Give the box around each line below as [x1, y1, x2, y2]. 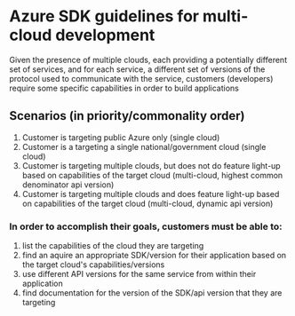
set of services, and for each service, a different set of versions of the [9, 64, 266, 75]
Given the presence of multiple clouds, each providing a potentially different [9, 54, 287, 65]
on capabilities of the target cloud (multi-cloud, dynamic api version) [21, 198, 274, 209]
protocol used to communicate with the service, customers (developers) [9, 73, 274, 83]
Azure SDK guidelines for [9, 6, 200, 27]
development [54, 25, 155, 45]
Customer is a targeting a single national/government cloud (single [21, 141, 267, 152]
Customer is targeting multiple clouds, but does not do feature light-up [21, 160, 282, 170]
